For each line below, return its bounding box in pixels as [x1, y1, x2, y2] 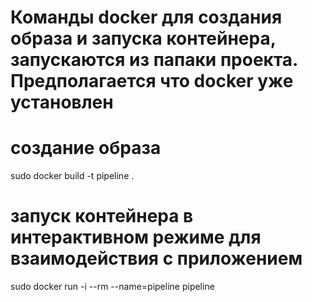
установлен [10, 91, 114, 114]
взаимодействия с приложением [10, 247, 303, 270]
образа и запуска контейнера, [10, 27, 277, 50]
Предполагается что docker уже [10, 70, 294, 93]
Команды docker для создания [10, 6, 283, 29]
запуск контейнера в [10, 205, 194, 228]
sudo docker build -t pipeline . [10, 170, 135, 182]
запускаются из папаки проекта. [10, 49, 298, 71]
